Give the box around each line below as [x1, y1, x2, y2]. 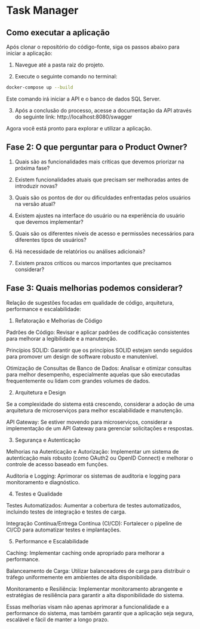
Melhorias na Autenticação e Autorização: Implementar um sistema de [6, 448, 179, 455]
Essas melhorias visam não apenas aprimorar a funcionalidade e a [6, 603, 169, 610]
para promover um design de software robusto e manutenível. [6, 353, 158, 360]
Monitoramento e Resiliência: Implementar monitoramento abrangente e [6, 585, 183, 592]
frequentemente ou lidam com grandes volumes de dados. [6, 377, 150, 384]
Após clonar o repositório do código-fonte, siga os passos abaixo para [6, 43, 180, 50]
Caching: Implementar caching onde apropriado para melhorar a [6, 549, 165, 557]
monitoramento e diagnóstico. [6, 478, 80, 485]
